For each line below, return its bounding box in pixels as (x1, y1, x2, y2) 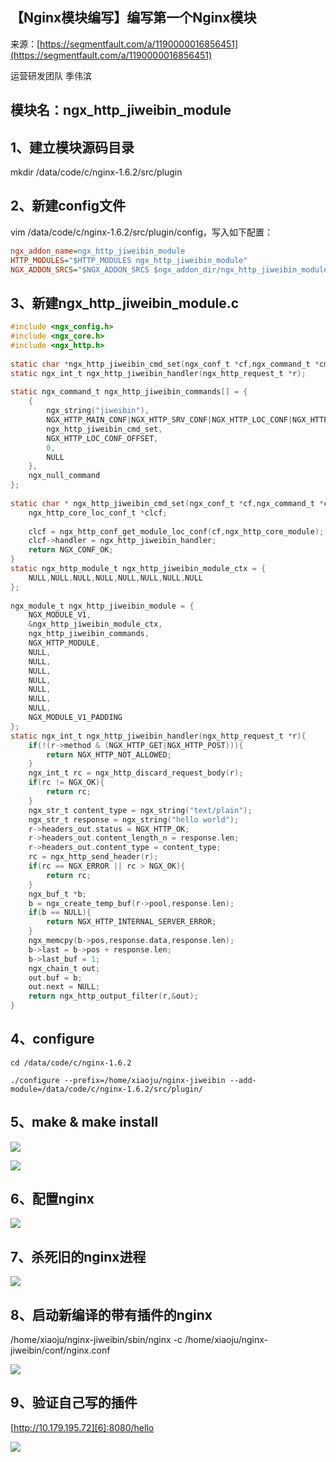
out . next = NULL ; (28, 982, 101, 992)
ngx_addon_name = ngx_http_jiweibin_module (10, 246, 186, 256)
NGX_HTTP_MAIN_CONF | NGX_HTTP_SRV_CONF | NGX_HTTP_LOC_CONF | (46, 415, 293, 425)
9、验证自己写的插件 (10, 1394, 138, 1412)
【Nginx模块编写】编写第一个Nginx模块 (10, 9, 257, 27)
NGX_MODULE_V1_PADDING (28, 713, 123, 723)
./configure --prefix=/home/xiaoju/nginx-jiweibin (10, 1075, 226, 1085)
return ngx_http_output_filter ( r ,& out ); (28, 991, 199, 1002)
